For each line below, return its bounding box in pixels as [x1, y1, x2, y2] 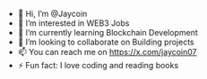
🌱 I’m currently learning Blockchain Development [17, 28, 199, 37]
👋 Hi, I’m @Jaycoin [17, 9, 88, 19]
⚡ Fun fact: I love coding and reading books [17, 60, 179, 70]
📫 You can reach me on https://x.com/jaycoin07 [17, 47, 197, 57]
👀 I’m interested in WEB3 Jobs [17, 18, 130, 28]
